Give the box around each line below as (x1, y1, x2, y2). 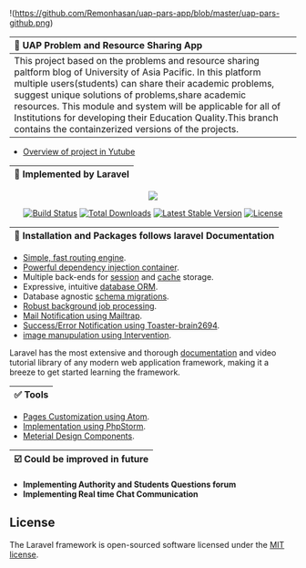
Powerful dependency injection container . (22, 262, 179, 273)
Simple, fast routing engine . (22, 253, 127, 263)
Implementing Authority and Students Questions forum (22, 479, 237, 490)
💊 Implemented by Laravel (14, 168, 130, 181)
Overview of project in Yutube (22, 146, 136, 157)
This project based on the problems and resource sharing (14, 55, 260, 67)
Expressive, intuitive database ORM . (22, 282, 158, 292)
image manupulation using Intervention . (22, 330, 172, 340)
